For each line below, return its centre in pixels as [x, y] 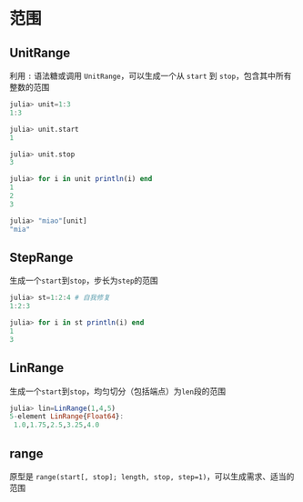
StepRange [41, 257]
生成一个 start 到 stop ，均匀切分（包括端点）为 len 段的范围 [117, 391]
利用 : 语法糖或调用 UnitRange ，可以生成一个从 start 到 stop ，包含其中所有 [151, 75]
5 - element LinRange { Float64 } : [67, 417]
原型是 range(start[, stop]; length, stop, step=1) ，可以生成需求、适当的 [152, 476]
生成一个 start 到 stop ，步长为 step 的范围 [84, 281]
